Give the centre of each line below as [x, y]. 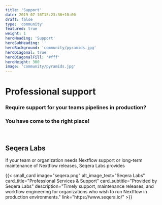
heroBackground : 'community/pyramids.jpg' [51, 48]
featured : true [21, 29]
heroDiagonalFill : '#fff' [33, 57]
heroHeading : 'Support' [30, 39]
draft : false [19, 19]
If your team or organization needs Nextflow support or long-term [74, 160]
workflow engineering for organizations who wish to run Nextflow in [76, 192]
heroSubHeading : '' [26, 43]
